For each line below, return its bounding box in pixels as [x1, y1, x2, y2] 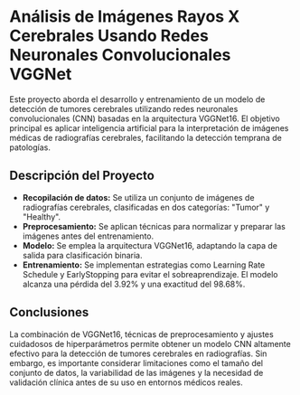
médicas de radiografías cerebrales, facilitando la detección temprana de [9, 132, 282, 143]
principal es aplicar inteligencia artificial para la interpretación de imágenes [9, 122, 289, 133]
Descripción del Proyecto [9, 168, 155, 183]
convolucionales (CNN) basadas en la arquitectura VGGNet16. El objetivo [9, 113, 280, 124]
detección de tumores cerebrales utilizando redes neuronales [9, 103, 239, 114]
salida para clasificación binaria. [22, 249, 143, 260]
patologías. [9, 142, 52, 153]
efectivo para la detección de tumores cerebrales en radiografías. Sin [9, 348, 267, 359]
